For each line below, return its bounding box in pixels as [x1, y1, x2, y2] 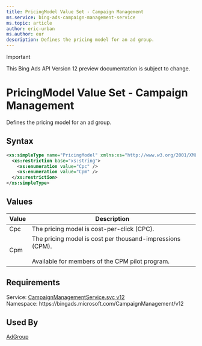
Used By [6, 317, 38, 328]
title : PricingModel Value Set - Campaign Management [6, 8, 144, 15]
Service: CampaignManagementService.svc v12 [6, 293, 125, 301]
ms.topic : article [6, 20, 52, 26]
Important [6, 54, 31, 60]
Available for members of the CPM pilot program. [32, 257, 170, 265]
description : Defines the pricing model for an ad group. [6, 37, 155, 43]
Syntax [6, 136, 34, 146]
